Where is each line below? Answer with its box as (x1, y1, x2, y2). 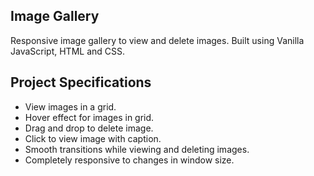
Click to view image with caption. (24, 132, 162, 144)
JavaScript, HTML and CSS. (10, 45, 126, 57)
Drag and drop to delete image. (24, 122, 154, 134)
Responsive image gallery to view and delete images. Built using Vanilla (10, 34, 305, 46)
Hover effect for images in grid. (24, 111, 155, 123)
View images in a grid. (24, 100, 117, 113)
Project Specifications (10, 74, 152, 91)
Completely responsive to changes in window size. (24, 154, 235, 166)
